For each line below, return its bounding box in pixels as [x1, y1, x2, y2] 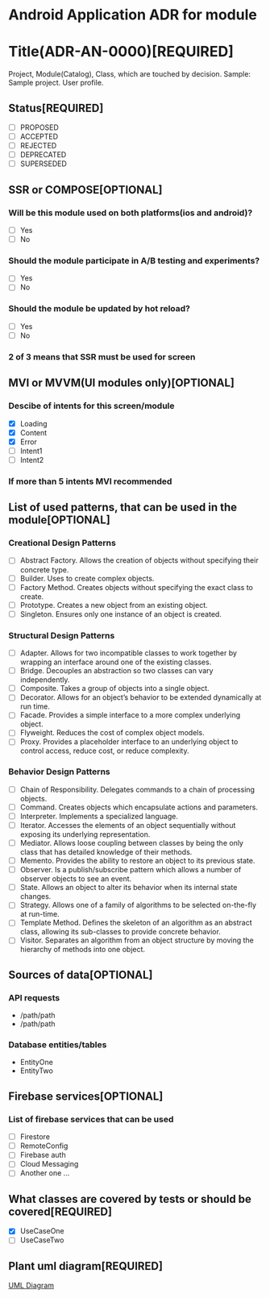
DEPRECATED [19, 150, 67, 160]
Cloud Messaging [19, 1159, 79, 1169]
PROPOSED [19, 123, 59, 132]
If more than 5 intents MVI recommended [8, 476, 172, 487]
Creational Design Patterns [8, 538, 117, 549]
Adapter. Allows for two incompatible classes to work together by [19, 648, 238, 658]
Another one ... [19, 1168, 70, 1178]
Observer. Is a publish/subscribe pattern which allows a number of [19, 865, 242, 875]
